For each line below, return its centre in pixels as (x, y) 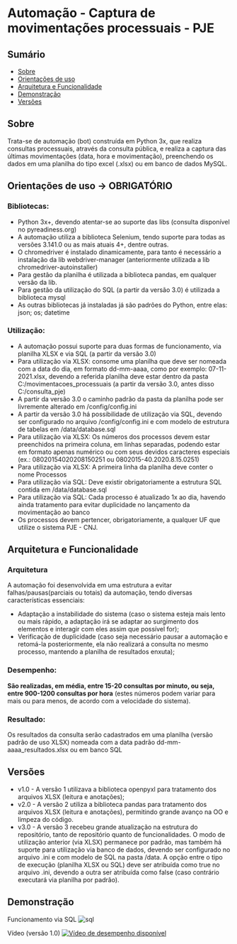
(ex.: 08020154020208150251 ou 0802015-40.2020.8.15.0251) (108, 459)
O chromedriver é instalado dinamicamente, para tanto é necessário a (119, 252)
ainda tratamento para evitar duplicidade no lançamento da (104, 504)
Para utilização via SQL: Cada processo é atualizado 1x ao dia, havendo (122, 497)
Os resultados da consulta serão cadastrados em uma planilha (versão (110, 735)
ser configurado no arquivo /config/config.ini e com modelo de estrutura (123, 421)
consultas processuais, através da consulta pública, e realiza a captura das (117, 148)
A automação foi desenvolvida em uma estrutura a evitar (89, 585)
